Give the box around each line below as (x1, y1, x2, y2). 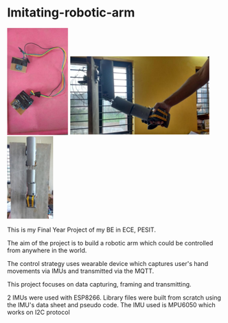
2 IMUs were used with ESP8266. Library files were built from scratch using (7, 293, 222, 302)
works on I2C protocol (7, 308, 70, 316)
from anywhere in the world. (7, 246, 87, 254)
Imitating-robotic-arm (7, 5, 135, 21)
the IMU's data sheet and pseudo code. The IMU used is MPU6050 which (7, 300, 216, 309)
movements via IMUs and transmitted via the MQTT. (7, 267, 155, 275)
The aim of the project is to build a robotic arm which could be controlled (7, 238, 214, 247)
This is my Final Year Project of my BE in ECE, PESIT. (7, 225, 157, 234)
